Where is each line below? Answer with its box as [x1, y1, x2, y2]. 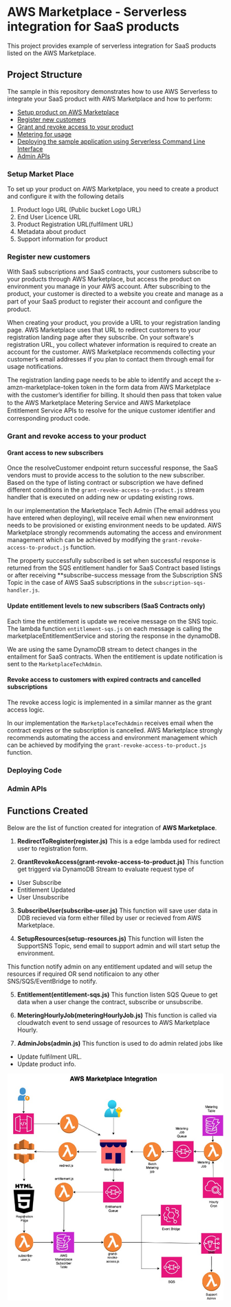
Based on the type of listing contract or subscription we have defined [7, 479, 203, 487]
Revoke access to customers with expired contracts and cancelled [7, 675, 201, 684]
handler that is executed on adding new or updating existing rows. [7, 493, 195, 501]
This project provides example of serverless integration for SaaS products [7, 41, 217, 50]
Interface [16, 144, 43, 152]
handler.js [7, 587, 38, 594]
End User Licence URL [16, 213, 81, 221]
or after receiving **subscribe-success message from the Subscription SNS [7, 571, 223, 579]
